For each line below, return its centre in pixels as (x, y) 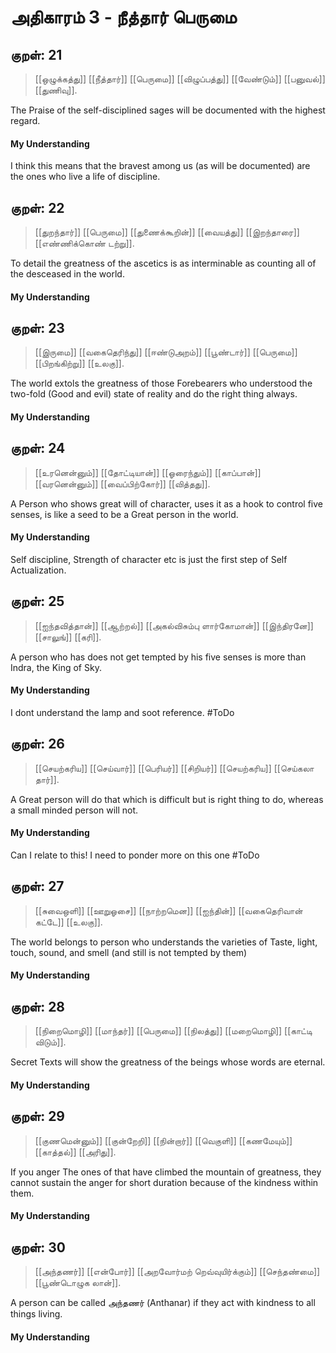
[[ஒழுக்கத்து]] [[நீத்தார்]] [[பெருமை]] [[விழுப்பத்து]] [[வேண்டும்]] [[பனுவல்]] (180, 79)
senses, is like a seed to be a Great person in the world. (124, 514)
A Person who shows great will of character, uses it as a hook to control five (167, 503)
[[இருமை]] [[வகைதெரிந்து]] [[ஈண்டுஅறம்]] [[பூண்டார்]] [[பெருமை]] (166, 352)
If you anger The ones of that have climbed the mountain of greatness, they (166, 1172)
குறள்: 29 (38, 1116)
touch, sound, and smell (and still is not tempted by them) (129, 952)
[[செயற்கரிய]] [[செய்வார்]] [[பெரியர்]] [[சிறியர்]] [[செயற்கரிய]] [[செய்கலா (174, 768)
